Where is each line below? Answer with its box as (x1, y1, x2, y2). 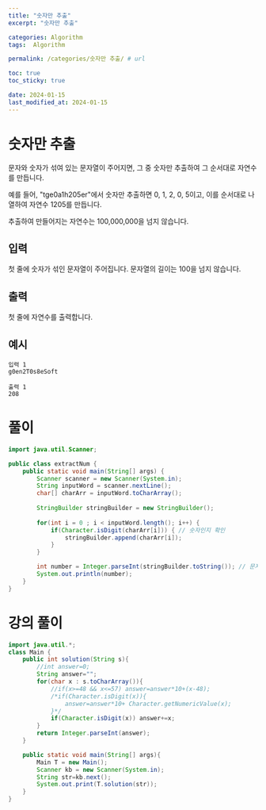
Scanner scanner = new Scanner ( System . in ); (36, 474, 182, 482)
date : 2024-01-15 (8, 91, 66, 99)
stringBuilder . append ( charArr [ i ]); (64, 533, 182, 542)
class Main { (8, 648, 51, 656)
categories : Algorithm (8, 33, 83, 41)
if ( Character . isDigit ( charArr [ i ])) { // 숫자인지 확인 (50, 526, 226, 534)
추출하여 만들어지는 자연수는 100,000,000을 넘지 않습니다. (8, 216, 189, 226)
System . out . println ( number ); (36, 570, 133, 578)
